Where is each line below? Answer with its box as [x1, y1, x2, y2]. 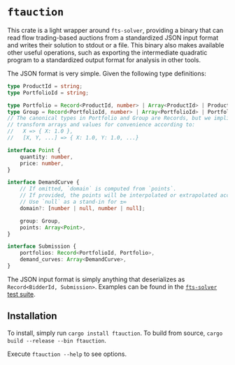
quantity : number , [20, 153, 73, 161]
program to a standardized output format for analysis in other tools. [7, 55, 201, 64]
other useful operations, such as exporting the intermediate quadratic [7, 48, 208, 57]
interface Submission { [7, 243, 77, 250]
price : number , [20, 160, 64, 167]
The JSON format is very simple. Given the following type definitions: [7, 69, 206, 77]
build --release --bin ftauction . [7, 336, 106, 344]
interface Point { [7, 147, 61, 154]
